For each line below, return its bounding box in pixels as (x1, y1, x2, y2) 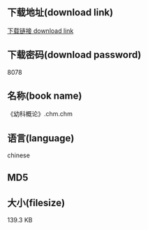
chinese (7, 151, 30, 159)
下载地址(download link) (7, 6, 114, 19)
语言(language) (7, 132, 75, 144)
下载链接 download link (7, 27, 74, 35)
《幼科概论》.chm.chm (7, 110, 73, 118)
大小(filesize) (7, 197, 65, 209)
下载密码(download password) (7, 49, 142, 61)
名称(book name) (7, 90, 82, 102)
